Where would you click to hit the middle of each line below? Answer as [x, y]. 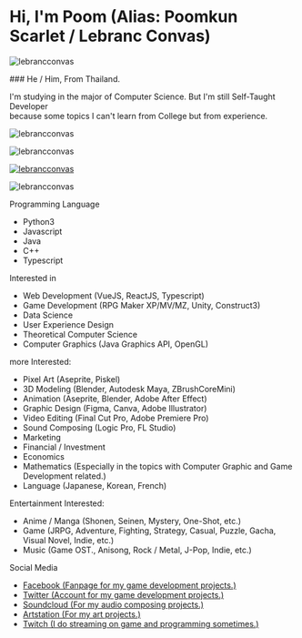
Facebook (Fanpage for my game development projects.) [129, 585]
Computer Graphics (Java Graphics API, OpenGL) [116, 344]
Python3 [38, 221]
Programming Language [55, 204]
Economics [44, 456]
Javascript [42, 231]
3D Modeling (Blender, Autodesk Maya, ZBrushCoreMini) [129, 389]
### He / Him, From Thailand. [65, 78]
